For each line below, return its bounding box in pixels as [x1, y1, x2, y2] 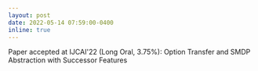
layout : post [8, 11, 51, 20]
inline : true [8, 26, 51, 34]
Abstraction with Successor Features [8, 55, 128, 65]
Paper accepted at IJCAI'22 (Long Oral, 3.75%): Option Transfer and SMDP [8, 48, 251, 57]
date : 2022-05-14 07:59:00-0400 [8, 19, 114, 27]
